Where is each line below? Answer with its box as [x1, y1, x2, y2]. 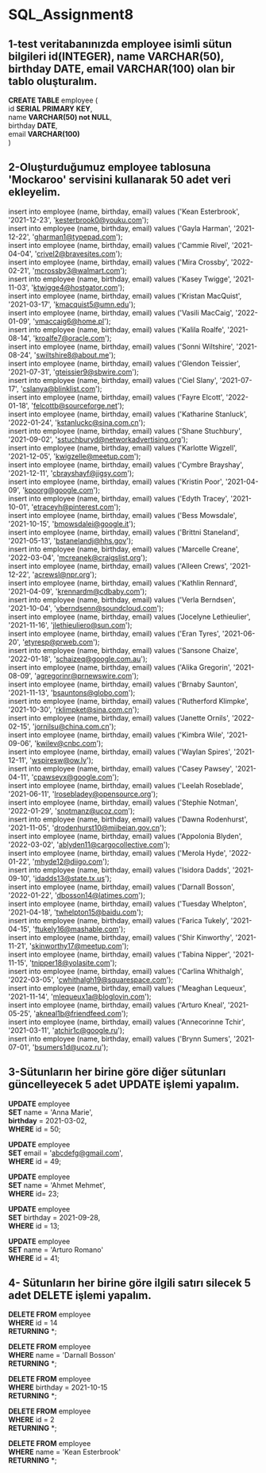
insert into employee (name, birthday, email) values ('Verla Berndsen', [8, 594, 237, 605]
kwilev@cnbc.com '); [36, 738, 103, 748]
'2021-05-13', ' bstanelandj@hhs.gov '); [8, 535, 133, 545]
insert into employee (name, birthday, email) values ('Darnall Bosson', [8, 882, 236, 891]
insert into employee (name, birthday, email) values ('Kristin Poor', [8, 477, 224, 486]
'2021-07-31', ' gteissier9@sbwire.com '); [8, 367, 139, 377]
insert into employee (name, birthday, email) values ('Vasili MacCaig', [8, 307, 234, 317]
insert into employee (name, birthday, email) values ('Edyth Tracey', [8, 493, 229, 503]
